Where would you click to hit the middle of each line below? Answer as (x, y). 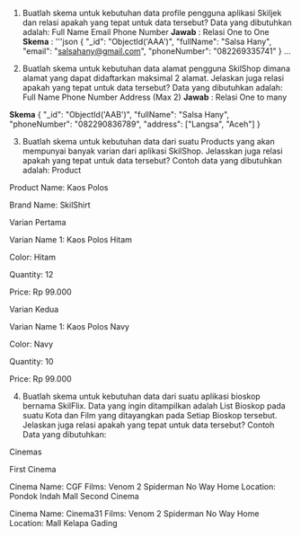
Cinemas (26, 452)
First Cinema (33, 469)
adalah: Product (52, 170)
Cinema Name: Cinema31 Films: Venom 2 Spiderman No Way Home (134, 514)
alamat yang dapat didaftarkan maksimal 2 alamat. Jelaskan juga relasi (153, 78)
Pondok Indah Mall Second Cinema (74, 496)
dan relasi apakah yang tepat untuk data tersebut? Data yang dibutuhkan (157, 22)
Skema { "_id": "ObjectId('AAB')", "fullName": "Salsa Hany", (120, 114)
